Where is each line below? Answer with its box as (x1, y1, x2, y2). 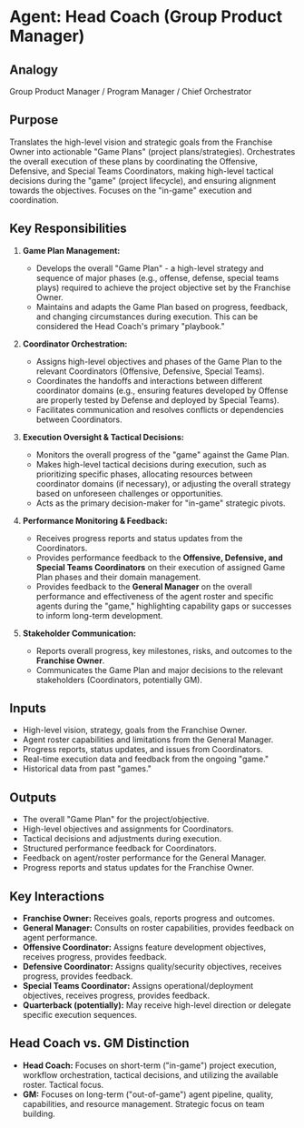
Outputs (9, 790, 57, 805)
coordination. (9, 194, 59, 206)
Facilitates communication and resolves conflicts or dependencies (35, 404, 284, 415)
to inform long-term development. (35, 609, 163, 620)
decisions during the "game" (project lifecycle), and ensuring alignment (9, 175, 277, 186)
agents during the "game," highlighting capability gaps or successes (35, 600, 292, 611)
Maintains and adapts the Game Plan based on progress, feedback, (35, 301, 289, 312)
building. (22, 1108, 56, 1119)
